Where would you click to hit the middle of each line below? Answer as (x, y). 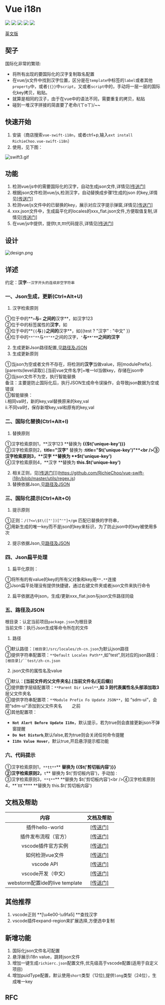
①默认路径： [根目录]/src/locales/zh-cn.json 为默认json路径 (67, 649)
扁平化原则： (25, 569)
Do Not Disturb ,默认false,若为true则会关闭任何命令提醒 (68, 735)
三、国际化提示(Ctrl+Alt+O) (38, 498)
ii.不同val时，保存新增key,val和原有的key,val (50, 407)
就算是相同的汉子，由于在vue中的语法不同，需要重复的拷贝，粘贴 (79, 99)
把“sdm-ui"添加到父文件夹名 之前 (43, 706)
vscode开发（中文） (45, 874)
